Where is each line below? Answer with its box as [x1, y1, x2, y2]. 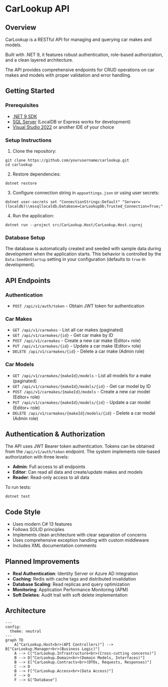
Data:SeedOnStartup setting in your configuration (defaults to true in [5, 256, 146, 262]
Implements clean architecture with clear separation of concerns [12, 532, 147, 538]
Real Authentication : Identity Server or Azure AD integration [12, 570, 138, 577]
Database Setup [5, 234, 45, 241]
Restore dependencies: [12, 171, 61, 177]
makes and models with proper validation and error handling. [5, 72, 132, 78]
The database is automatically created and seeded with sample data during [5, 246, 161, 252]
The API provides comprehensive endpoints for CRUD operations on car [5, 67, 154, 73]
